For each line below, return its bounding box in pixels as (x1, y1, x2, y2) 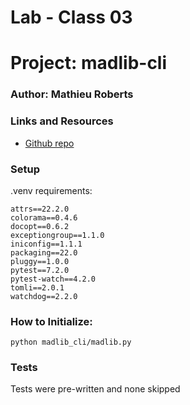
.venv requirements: (10, 184, 93, 196)
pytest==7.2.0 (10, 265, 70, 275)
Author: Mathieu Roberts (10, 87, 134, 101)
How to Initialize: (10, 314, 93, 328)
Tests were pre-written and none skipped (10, 383, 181, 395)
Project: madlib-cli (10, 52, 168, 75)
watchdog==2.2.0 (10, 291, 78, 301)
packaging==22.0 (10, 247, 78, 258)
